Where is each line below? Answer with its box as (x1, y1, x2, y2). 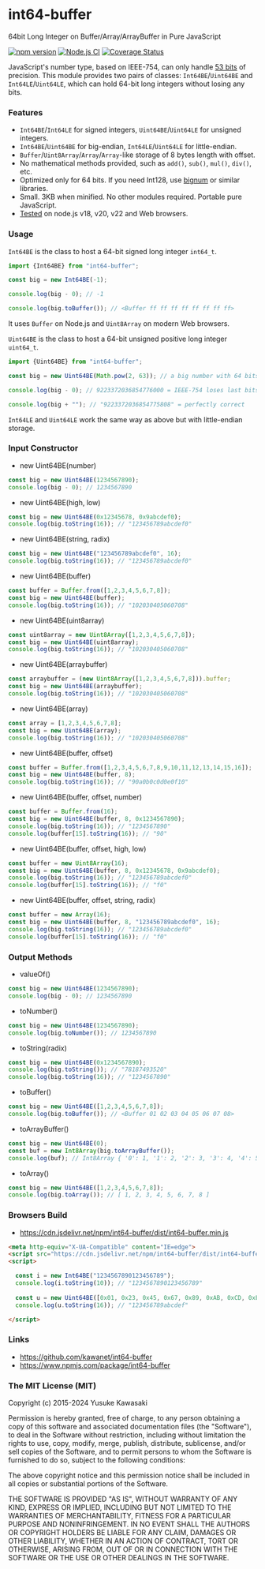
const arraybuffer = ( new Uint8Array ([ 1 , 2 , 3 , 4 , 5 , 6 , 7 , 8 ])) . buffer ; (8, 675, 231, 683)
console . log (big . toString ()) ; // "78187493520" (8, 1065, 168, 1074)
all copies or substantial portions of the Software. (8, 1479, 168, 1488)
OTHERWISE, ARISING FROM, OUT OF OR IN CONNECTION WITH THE (8, 1545, 238, 1554)
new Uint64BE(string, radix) (19, 534, 110, 544)
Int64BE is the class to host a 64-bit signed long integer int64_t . (8, 246, 217, 256)
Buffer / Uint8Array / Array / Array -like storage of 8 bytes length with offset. (19, 150, 256, 159)
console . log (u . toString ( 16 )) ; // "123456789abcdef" (15, 1301, 189, 1309)
